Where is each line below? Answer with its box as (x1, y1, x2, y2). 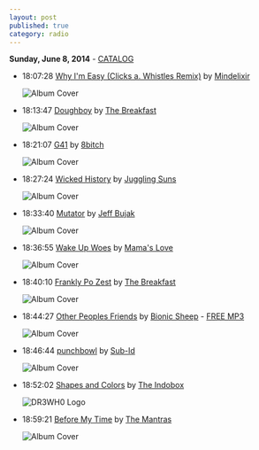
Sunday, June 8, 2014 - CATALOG (9, 54, 134, 65)
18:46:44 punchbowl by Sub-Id (21, 345, 135, 356)
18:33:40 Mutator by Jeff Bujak (21, 208, 135, 219)
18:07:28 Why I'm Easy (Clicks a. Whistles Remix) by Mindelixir (21, 71, 250, 81)
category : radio (9, 29, 69, 38)
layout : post (9, 12, 57, 22)
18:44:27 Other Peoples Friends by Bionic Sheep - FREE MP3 (21, 311, 245, 322)
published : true (9, 21, 69, 30)
